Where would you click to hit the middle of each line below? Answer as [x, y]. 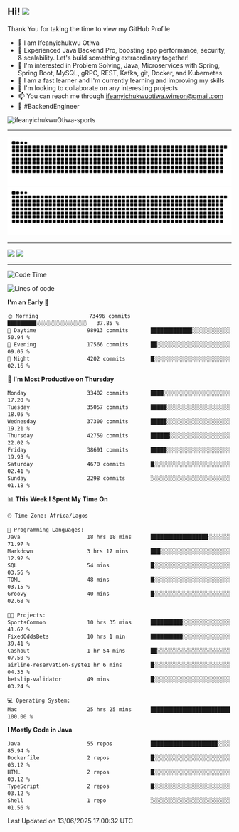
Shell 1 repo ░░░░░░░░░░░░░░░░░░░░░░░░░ [119, 801]
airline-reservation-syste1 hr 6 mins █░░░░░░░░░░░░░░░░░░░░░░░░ [119, 665]
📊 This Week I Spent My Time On [58, 499]
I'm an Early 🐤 [28, 302]
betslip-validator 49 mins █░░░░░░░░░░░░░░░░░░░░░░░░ [119, 679]
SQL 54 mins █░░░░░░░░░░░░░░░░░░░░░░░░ [119, 566]
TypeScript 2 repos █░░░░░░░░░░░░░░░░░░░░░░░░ [119, 786]
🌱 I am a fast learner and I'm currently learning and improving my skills [121, 80]
